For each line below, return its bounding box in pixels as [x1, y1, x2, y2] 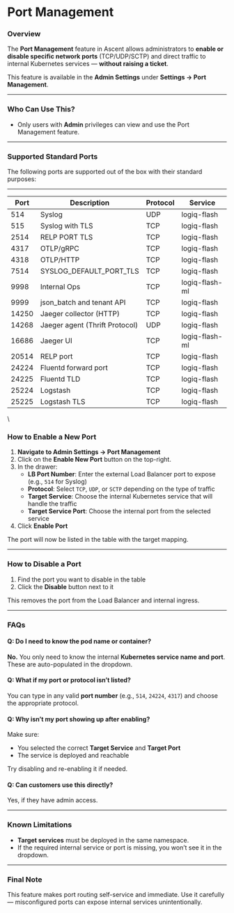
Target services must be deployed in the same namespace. [17, 836, 189, 844]
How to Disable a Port [7, 559, 81, 569]
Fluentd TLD [40, 374, 81, 384]
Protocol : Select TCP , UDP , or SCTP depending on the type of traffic [27, 485, 215, 493]
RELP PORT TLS [40, 233, 93, 242]
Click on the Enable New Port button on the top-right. [17, 455, 172, 464]
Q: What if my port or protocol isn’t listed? [7, 676, 131, 685]
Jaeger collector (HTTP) [40, 309, 120, 319]
